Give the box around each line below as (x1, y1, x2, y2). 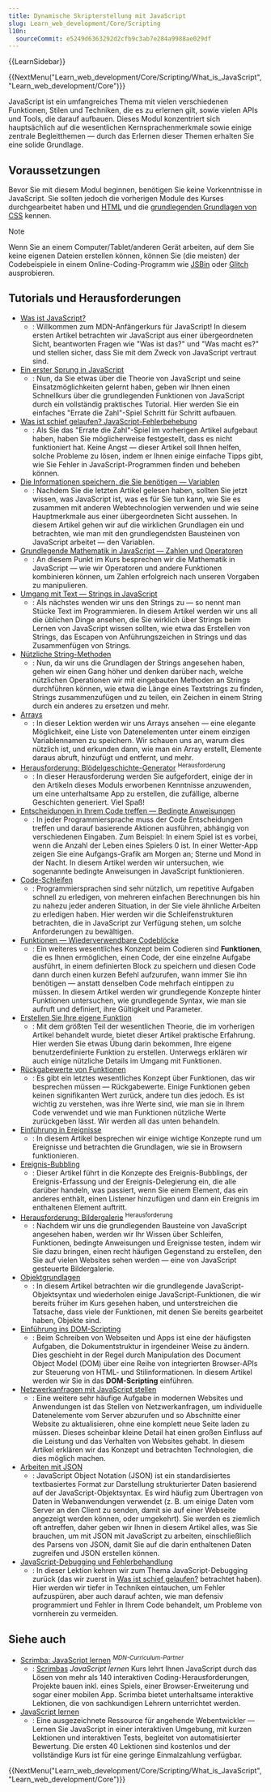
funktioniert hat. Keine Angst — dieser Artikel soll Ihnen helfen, (32, 442, 242, 452)
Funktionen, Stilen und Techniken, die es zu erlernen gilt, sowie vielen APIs (8, 105, 259, 115)
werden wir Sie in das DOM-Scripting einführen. (32, 1376, 194, 1386)
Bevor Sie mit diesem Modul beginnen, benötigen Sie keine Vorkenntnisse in (8, 185, 263, 195)
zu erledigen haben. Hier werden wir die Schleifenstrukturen (32, 909, 234, 919)
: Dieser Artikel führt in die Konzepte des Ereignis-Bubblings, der (32, 1167, 248, 1177)
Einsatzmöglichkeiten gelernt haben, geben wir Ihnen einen (32, 382, 231, 392)
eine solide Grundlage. (8, 140, 84, 150)
